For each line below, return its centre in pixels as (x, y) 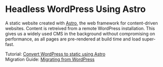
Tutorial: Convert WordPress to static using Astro (55, 54)
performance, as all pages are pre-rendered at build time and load (73, 39)
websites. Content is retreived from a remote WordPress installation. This (80, 28)
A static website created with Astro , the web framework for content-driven (81, 23)
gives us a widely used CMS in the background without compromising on (80, 33)
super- (149, 39)
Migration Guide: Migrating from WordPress (50, 59)
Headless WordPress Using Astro (76, 9)
